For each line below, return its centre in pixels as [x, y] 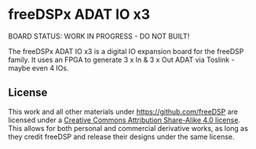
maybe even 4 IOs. [38, 67]
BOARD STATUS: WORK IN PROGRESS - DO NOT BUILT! [99, 36]
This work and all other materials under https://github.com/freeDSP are [123, 111]
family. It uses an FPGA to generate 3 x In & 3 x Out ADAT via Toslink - [121, 60]
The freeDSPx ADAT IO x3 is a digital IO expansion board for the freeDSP [126, 51]
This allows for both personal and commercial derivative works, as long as [128, 128]
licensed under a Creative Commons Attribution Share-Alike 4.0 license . [124, 120]
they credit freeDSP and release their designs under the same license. [121, 136]
